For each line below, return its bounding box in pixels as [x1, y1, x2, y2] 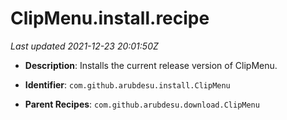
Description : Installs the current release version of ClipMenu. [24, 59, 278, 71]
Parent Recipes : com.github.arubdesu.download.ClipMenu [24, 98, 260, 110]
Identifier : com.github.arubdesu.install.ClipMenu [24, 78, 231, 91]
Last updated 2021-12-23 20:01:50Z [10, 40, 159, 52]
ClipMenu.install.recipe [10, 7, 210, 30]
